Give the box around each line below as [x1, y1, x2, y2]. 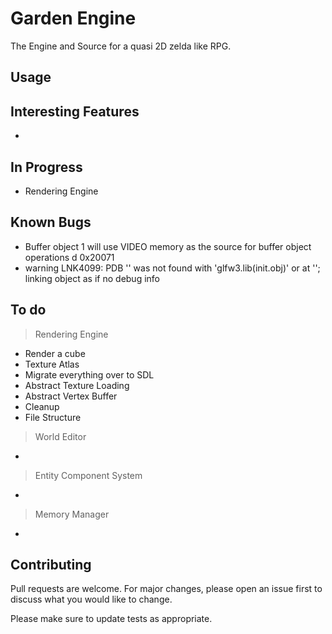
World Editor [34, 430, 87, 442]
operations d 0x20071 [24, 251, 115, 263]
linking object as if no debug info [24, 272, 160, 284]
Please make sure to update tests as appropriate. [10, 613, 213, 625]
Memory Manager [34, 508, 110, 520]
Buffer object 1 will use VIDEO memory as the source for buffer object [24, 240, 312, 252]
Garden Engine [10, 7, 137, 30]
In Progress [10, 158, 83, 176]
